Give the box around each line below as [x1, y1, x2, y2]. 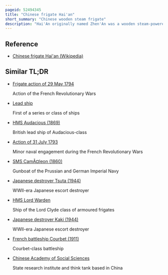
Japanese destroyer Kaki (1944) [12, 216, 78, 222]
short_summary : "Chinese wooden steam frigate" [5, 16, 106, 21]
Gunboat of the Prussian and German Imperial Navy [12, 168, 119, 174]
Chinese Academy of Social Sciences [12, 255, 90, 261]
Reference [5, 39, 38, 48]
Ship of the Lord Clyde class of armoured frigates [12, 206, 115, 212]
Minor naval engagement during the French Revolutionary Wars [12, 148, 143, 154]
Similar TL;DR [5, 67, 48, 76]
